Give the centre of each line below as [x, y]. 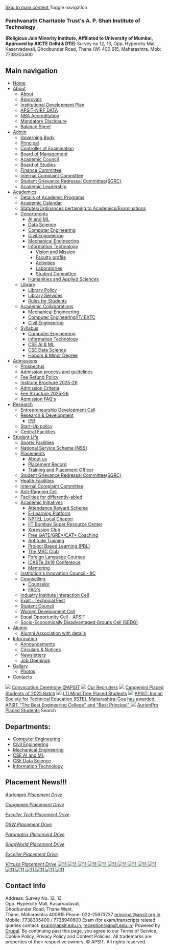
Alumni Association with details [53, 633]
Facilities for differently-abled [51, 497]
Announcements [38, 644]
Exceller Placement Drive [32, 854]
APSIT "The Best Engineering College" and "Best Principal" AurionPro [82, 705]
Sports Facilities [37, 442]
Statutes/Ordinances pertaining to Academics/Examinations [83, 208]
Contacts [22, 677]
